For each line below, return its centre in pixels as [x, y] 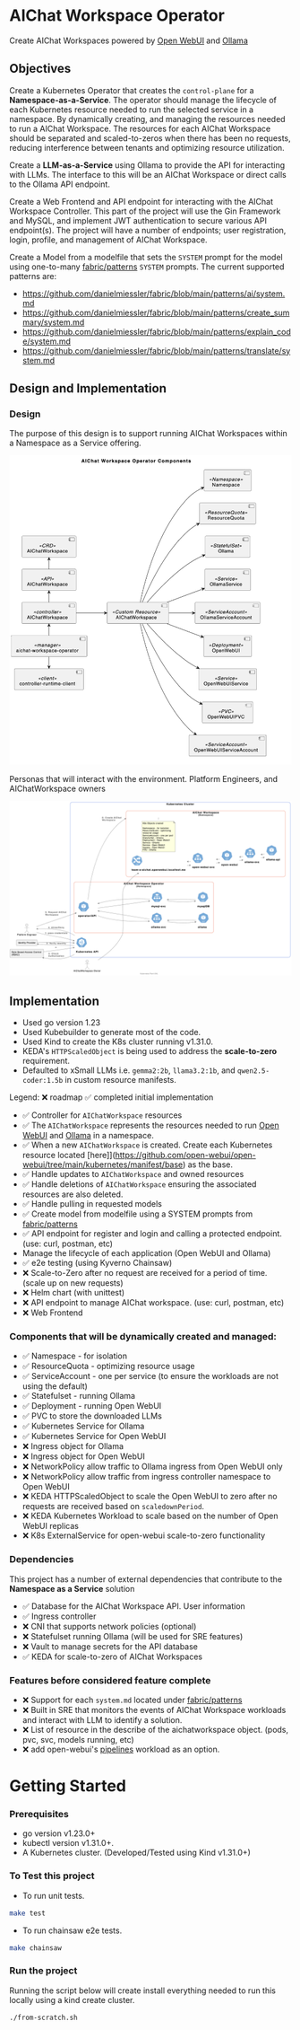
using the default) [55, 1386]
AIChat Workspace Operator [117, 16]
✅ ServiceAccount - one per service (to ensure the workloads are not [150, 1376]
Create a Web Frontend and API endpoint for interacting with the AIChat [141, 201]
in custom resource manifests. [121, 1080]
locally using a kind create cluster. [72, 1999]
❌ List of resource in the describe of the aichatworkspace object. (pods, [155, 1729]
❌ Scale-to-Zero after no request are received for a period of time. [145, 1273]
